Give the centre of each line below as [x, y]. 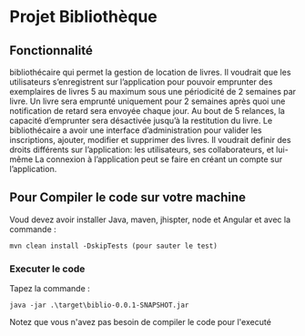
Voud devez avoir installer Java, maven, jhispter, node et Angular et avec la [150, 219]
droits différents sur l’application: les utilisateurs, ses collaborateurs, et [142, 149]
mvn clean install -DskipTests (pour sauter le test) [114, 246]
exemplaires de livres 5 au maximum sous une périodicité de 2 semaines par [153, 92]
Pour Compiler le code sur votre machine [127, 198]
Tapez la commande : [50, 289]
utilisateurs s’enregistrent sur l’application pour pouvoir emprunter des [141, 82]
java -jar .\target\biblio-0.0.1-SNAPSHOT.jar [99, 305]
